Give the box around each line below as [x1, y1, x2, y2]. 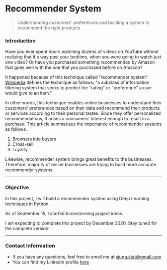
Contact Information [5, 243, 56, 250]
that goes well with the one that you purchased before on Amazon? [5, 64, 143, 70]
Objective [5, 184, 29, 191]
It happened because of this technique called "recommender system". [5, 74, 149, 80]
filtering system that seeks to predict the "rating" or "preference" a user [5, 85, 153, 91]
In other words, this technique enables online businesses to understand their [5, 100, 162, 106]
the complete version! [5, 225, 50, 231]
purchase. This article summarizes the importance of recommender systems [5, 121, 162, 127]
